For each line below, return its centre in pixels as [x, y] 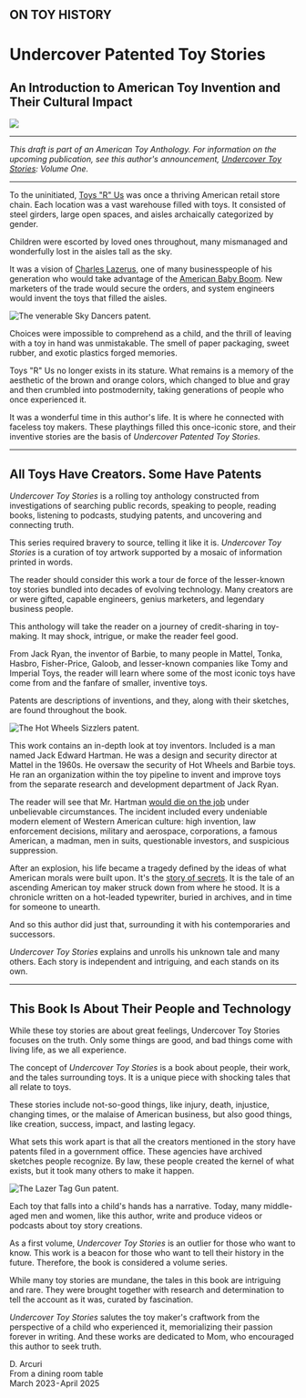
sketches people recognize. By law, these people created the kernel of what [152, 1161]
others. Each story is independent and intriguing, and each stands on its [144, 962]
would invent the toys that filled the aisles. [88, 298]
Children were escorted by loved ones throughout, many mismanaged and [149, 242]
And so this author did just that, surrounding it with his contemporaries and [150, 925]
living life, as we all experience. [68, 1050]
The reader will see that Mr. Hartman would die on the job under [129, 803]
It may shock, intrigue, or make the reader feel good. [140, 637]
